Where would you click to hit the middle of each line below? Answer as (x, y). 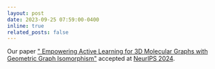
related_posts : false (38, 32)
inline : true (26, 26)
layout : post (26, 13)
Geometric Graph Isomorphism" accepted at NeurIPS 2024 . (91, 59)
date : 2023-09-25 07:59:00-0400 (53, 20)
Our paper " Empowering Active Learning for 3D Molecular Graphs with (107, 51)
